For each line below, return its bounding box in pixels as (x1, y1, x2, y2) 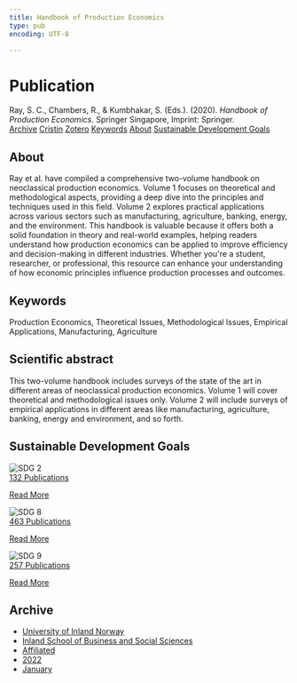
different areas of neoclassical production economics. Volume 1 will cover (9, 385, 278, 395)
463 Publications (9, 516, 71, 527)
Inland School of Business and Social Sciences (21, 636, 193, 647)
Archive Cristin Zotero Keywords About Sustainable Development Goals (9, 123, 270, 134)
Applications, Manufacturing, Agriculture (9, 326, 158, 337)
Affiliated (21, 645, 56, 655)
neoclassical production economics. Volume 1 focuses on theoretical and (9, 183, 276, 194)
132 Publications (9, 472, 69, 482)
